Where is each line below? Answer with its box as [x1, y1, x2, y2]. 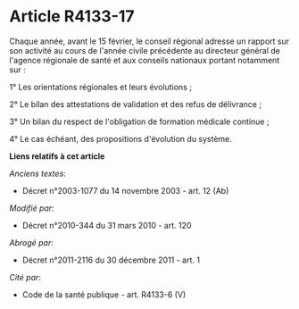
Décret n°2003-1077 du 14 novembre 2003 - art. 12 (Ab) [21, 185, 229, 196]
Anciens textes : [9, 168, 67, 179]
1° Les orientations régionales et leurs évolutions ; [9, 81, 192, 92]
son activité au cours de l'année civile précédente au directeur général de [9, 45, 281, 55]
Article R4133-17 [9, 6, 135, 27]
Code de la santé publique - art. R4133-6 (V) [21, 288, 187, 300]
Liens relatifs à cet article [9, 150, 105, 162]
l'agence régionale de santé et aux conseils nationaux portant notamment [9, 54, 280, 65]
